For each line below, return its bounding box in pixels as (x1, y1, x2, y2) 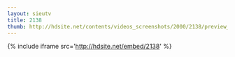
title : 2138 (7, 17, 42, 24)
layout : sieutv (7, 10, 52, 17)
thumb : (7, 23, 27, 30)
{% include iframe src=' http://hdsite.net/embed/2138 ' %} (7, 42, 173, 51)
